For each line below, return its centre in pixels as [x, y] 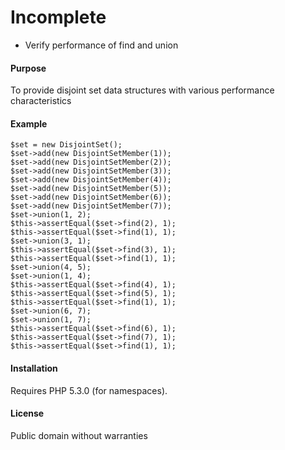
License [27, 413]
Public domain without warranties [79, 435]
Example [29, 123]
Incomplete [58, 17]
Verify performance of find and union [101, 45]
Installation [34, 368]
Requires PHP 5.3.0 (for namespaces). [89, 390]
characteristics [41, 101]
